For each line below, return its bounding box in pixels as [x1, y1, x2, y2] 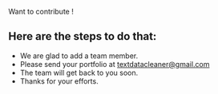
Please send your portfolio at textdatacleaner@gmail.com [19, 59, 210, 69]
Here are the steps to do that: [8, 29, 157, 43]
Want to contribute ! [8, 7, 74, 16]
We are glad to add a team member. [19, 51, 139, 61]
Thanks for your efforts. [19, 76, 99, 86]
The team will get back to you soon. [19, 68, 139, 77]
